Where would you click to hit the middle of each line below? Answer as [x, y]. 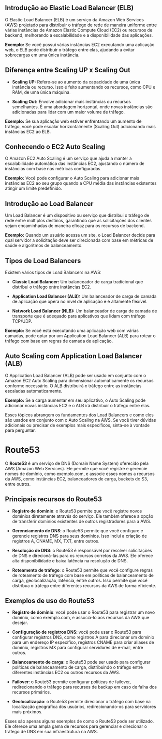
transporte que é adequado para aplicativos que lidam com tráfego [79, 316]
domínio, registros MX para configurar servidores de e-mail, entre [78, 648]
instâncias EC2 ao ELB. [28, 131]
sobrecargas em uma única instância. [42, 55]
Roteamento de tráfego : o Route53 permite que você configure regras [82, 570]
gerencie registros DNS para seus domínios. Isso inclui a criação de [79, 536]
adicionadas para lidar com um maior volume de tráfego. [68, 112]
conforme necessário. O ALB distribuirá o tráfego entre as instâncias [73, 386]
